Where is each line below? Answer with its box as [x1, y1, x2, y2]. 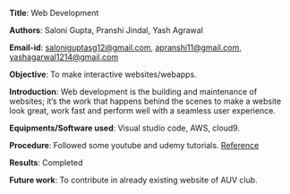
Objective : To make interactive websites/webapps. [9, 69, 197, 80]
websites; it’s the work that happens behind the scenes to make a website [9, 96, 282, 106]
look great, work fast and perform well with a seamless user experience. [9, 105, 276, 115]
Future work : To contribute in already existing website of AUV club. [9, 174, 258, 185]
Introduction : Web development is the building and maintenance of [9, 87, 258, 97]
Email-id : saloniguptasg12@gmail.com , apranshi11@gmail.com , [9, 42, 242, 53]
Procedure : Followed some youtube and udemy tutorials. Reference [9, 140, 260, 150]
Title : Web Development [9, 8, 99, 18]
